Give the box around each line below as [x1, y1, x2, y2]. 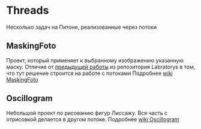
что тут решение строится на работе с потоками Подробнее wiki [6, 70, 173, 77]
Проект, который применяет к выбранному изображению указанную [6, 56, 184, 64]
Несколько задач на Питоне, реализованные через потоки [6, 23, 157, 31]
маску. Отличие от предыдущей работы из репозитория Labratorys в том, [6, 63, 196, 70]
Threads [6, 4, 49, 17]
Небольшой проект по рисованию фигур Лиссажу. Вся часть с [6, 109, 168, 116]
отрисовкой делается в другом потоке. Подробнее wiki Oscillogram [6, 115, 179, 123]
